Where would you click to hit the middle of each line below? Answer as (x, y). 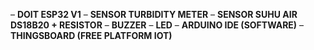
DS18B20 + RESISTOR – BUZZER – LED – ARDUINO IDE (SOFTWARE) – (157, 25)
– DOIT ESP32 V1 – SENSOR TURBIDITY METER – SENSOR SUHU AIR (154, 14)
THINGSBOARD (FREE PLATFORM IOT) (91, 35)
